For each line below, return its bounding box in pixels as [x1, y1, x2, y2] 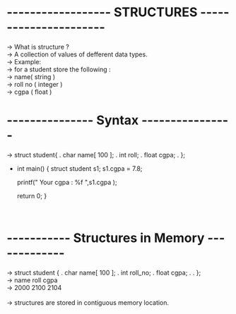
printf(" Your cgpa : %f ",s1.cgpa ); [16, 178, 117, 186]
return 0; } [16, 191, 47, 200]
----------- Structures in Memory [6, 230, 205, 246]
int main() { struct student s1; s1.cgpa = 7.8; [16, 164, 143, 173]
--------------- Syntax [6, 112, 139, 128]
